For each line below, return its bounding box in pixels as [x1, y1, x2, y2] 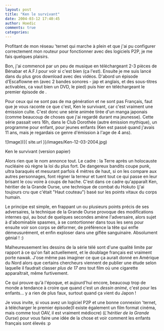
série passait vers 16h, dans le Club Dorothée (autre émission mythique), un [5, 119, 157, 125]
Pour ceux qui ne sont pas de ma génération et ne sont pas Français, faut [5, 99, 153, 104]
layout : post [5, 7, 32, 12]
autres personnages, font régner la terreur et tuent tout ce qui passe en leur [5, 174, 158, 179]
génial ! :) [5, 235, 24, 241]
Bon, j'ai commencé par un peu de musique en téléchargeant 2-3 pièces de [5, 63, 157, 69]
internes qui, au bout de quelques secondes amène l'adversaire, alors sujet [5, 214, 156, 220]
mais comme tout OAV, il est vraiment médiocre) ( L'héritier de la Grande [5, 310, 149, 315]
